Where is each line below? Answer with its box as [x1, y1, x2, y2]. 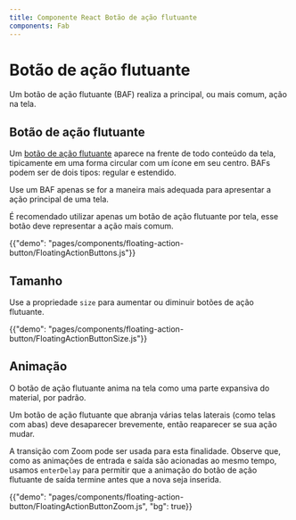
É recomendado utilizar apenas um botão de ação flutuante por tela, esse [9, 211, 279, 222]
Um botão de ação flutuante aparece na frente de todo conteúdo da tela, [9, 148, 276, 159]
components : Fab [9, 21, 70, 30]
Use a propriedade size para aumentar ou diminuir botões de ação [9, 297, 254, 308]
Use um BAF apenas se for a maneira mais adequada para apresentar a [9, 185, 272, 195]
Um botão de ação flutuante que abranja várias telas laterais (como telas [9, 409, 276, 420]
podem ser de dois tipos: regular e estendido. [9, 167, 177, 178]
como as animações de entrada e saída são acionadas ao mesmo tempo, [9, 455, 277, 466]
